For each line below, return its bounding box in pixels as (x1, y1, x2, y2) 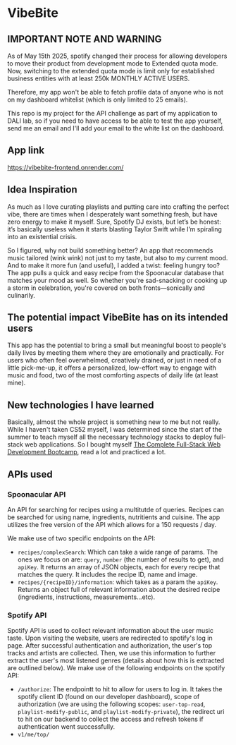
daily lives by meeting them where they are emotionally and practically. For (7, 349, 224, 357)
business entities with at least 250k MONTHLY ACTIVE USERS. (7, 74, 190, 83)
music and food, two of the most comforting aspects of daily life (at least (7, 371, 218, 380)
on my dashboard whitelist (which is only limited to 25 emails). (7, 95, 188, 104)
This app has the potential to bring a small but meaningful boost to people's (7, 341, 227, 350)
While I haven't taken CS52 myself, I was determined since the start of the (7, 425, 223, 434)
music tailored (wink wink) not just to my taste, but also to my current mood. (7, 253, 228, 262)
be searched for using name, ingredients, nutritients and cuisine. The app (7, 513, 221, 521)
